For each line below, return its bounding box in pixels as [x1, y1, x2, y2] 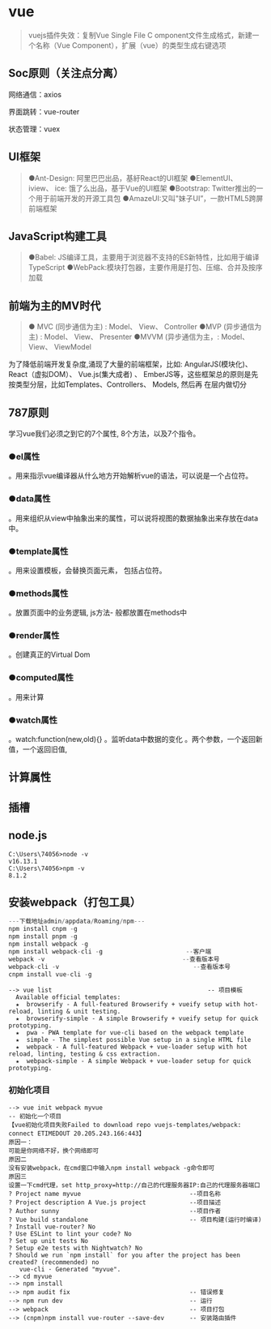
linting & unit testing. [37, 1008, 121, 1016]
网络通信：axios [8, 89, 62, 99]
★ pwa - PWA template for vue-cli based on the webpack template [15, 1029, 244, 1037]
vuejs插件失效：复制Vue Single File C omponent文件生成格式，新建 [28, 30, 252, 40]
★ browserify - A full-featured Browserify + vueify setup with [15, 1001, 241, 1009]
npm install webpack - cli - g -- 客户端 [8, 947, 212, 955]
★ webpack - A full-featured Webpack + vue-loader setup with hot [15, 1043, 248, 1052]
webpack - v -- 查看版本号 [8, 955, 220, 963]
